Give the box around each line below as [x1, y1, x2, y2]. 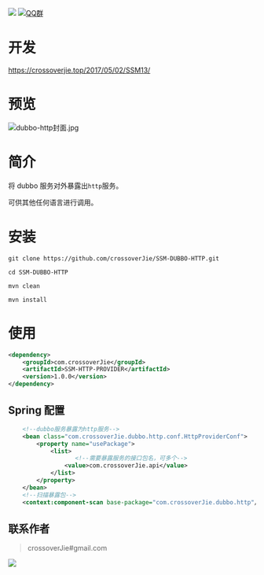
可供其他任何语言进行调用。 [8, 197, 98, 207]
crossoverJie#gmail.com [27, 544, 108, 553]
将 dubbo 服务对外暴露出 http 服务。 [8, 181, 123, 190]
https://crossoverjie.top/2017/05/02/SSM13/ [8, 65, 151, 75]
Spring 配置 [8, 404, 65, 417]
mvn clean [8, 282, 41, 290]
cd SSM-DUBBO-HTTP [8, 268, 68, 276]
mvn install [8, 296, 47, 304]
